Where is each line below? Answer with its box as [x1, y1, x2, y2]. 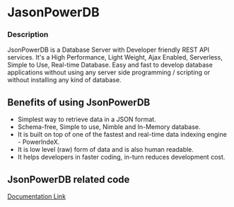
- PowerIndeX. [17, 138, 60, 146]
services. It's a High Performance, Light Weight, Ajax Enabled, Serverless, [7, 53, 223, 62]
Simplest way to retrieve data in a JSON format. [17, 115, 157, 124]
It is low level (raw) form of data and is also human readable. [17, 145, 194, 154]
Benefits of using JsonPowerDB [7, 96, 151, 108]
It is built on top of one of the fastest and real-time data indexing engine [17, 130, 228, 139]
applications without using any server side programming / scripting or [7, 68, 211, 77]
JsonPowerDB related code [7, 173, 130, 185]
